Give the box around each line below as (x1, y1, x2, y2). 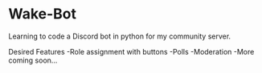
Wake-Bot (8, 5, 77, 23)
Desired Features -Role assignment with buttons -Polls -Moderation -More (8, 47, 255, 56)
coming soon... (8, 55, 58, 65)
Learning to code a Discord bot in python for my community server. (8, 31, 231, 41)
